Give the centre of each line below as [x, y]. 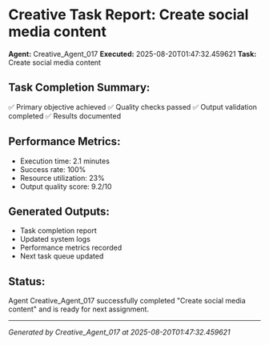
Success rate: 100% [53, 169]
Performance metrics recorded [71, 248]
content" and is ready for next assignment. [79, 309]
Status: [27, 281]
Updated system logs [55, 239]
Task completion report [58, 231]
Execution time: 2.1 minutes [65, 161]
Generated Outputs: [59, 211]
